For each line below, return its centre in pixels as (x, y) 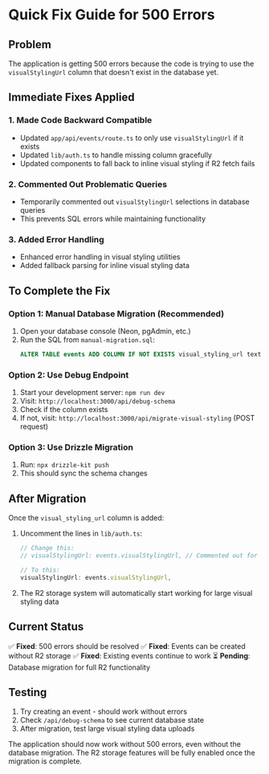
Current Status (46, 627)
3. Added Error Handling (56, 239)
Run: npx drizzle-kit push (65, 465)
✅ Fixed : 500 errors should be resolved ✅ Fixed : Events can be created (127, 646)
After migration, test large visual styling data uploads (107, 729)
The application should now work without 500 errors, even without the (124, 744)
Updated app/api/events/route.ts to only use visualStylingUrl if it (132, 137)
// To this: (40, 570)
